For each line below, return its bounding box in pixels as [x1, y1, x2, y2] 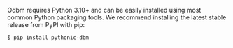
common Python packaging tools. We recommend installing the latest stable [7, 13, 227, 22]
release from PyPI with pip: [7, 21, 85, 29]
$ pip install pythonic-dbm [7, 34, 90, 41]
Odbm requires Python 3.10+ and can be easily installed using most [7, 6, 202, 14]
